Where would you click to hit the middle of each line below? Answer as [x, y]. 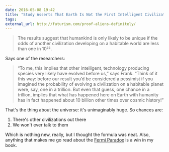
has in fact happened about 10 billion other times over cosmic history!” [91, 100]
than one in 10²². [35, 49]
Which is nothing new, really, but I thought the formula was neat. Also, [77, 135]
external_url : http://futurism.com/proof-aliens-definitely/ [71, 24]
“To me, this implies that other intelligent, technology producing [83, 68]
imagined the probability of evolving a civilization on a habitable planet [91, 84]
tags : [11, 19]
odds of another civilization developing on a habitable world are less [88, 44]
